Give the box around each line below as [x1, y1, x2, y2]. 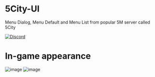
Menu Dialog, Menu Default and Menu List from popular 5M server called [5, 19, 151, 25]
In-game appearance [5, 51, 91, 62]
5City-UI [5, 3, 40, 14]
